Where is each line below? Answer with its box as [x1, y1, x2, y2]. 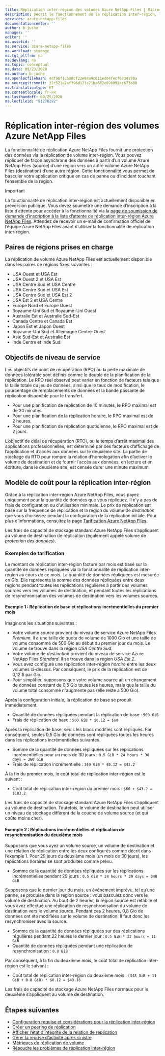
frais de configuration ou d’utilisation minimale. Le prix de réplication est [5, 502, 151, 508]
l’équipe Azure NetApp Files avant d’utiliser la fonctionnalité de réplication [5, 224, 154, 230]
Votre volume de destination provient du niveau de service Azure [12, 651, 144, 656]
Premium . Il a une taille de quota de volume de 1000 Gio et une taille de [12, 635, 156, 641]
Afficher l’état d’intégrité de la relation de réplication [12, 1029, 117, 1035]
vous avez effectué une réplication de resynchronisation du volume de [5, 903, 148, 909]
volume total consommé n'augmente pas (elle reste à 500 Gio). [12, 687, 140, 693]
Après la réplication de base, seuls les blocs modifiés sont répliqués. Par [5, 727, 152, 732]
